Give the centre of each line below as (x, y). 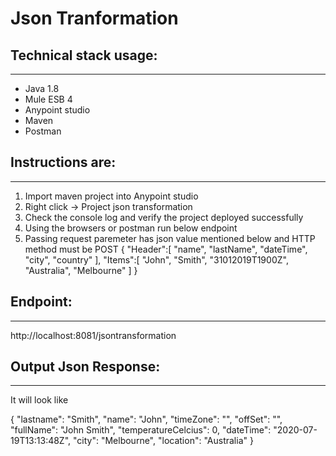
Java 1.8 (42, 88)
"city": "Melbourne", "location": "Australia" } (163, 441)
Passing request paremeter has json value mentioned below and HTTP (170, 238)
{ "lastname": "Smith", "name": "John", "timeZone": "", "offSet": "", (146, 419)
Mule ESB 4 (48, 99)
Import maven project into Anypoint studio (111, 196)
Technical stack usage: (84, 55)
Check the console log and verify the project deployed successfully (164, 217)
